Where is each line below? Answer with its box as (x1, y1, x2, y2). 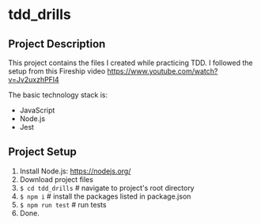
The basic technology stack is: (8, 90, 108, 100)
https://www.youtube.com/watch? (107, 66, 218, 76)
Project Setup (8, 145, 78, 159)
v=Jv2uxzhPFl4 (8, 75, 59, 84)
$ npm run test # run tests (19, 199, 107, 209)
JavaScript (19, 105, 55, 115)
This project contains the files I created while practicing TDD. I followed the (8, 58, 253, 67)
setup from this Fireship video (8, 66, 106, 76)
